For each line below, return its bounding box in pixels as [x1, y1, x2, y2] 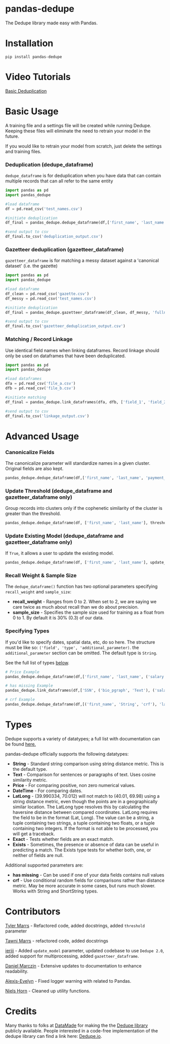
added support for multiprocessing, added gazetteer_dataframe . [5, 953, 139, 959]
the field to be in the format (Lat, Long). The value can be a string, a [12, 814, 154, 821]
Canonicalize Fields [5, 449, 55, 456]
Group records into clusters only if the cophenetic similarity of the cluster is [5, 505, 163, 511]
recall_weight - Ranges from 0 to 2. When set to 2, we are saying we [12, 599, 157, 605]
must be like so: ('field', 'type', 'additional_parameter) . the [5, 644, 139, 650]
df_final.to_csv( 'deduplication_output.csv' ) [5, 234, 103, 239]
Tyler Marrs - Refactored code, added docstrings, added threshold [5, 922, 145, 928]
